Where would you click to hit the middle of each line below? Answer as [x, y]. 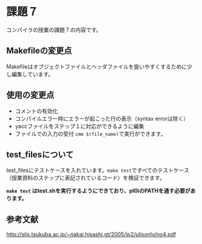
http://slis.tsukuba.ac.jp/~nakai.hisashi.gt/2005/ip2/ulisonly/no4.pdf [91, 234]
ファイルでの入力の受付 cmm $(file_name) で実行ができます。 [90, 134]
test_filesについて [40, 154]
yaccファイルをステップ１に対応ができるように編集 [79, 126]
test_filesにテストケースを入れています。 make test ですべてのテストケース [98, 171]
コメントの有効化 [36, 111]
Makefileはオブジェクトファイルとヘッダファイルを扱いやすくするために [97, 66]
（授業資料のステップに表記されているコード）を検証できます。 [86, 178]
